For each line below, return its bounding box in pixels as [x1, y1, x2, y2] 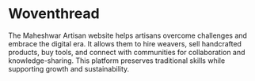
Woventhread [8, 5, 101, 23]
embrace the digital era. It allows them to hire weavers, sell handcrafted [8, 39, 242, 48]
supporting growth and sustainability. [8, 64, 130, 73]
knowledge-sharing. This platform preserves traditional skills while [8, 56, 226, 65]
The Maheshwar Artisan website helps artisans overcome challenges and [8, 31, 248, 40]
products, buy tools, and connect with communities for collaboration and [8, 47, 245, 57]
